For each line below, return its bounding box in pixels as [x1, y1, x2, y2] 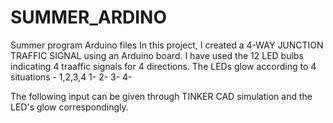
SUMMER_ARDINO [10, 6, 168, 29]
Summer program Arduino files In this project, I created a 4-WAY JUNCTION [10, 39, 324, 51]
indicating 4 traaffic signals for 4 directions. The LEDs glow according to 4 [10, 60, 317, 72]
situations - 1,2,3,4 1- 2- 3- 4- [10, 71, 133, 83]
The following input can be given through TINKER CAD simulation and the [10, 90, 313, 102]
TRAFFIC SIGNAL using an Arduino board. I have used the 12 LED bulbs [10, 49, 304, 61]
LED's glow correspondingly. [10, 101, 129, 113]
